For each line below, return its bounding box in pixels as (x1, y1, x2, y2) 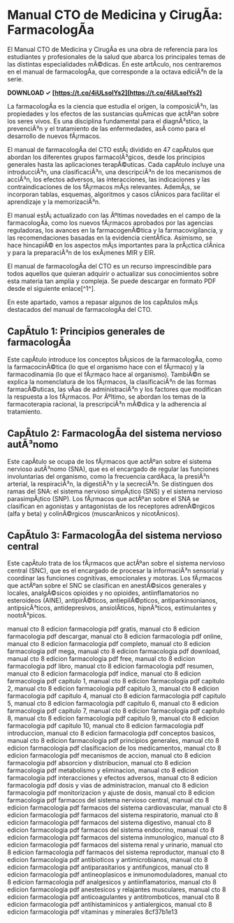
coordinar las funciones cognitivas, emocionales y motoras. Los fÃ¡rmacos (7, 574, 222, 582)
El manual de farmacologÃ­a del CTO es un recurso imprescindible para (7, 261, 212, 270)
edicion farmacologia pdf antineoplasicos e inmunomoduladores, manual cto (7, 870, 228, 879)
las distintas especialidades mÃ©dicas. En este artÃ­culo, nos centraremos (7, 60, 222, 68)
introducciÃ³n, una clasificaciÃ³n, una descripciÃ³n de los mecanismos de (7, 167, 221, 176)
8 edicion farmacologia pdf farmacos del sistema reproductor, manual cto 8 (7, 848, 225, 856)
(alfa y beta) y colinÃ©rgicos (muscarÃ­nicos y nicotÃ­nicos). (7, 509, 180, 518)
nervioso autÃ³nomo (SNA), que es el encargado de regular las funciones (7, 465, 219, 473)
